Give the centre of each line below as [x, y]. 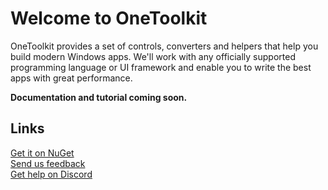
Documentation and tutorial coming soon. [99, 97]
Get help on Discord [51, 174]
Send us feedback [48, 163]
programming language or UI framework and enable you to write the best [161, 67]
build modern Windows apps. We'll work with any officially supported [153, 56]
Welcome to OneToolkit [109, 18]
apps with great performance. [71, 78]
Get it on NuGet [42, 153]
